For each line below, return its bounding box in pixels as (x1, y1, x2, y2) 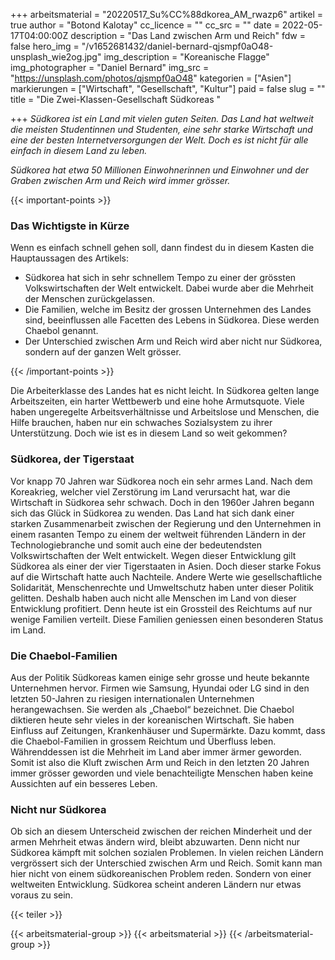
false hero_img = (10, 40, 80, 52)
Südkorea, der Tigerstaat (10, 452, 135, 466)
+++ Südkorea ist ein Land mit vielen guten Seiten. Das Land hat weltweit (10, 113, 314, 124)
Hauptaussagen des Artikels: (10, 252, 130, 264)
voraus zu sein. (10, 889, 73, 901)
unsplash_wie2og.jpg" (10, 51, 102, 63)
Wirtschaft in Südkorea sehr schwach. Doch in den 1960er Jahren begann (10, 496, 315, 508)
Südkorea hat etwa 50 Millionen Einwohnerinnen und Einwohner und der (10, 164, 310, 176)
